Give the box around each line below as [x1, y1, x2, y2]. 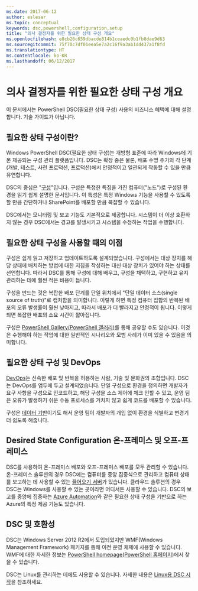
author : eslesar [6, 14, 46, 20]
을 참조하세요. [11, 578, 43, 585]
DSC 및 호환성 [6, 519, 55, 530]
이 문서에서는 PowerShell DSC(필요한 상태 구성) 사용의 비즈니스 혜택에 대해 [6, 106, 180, 113]
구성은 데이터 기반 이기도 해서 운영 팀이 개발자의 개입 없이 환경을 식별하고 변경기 [6, 409, 189, 416]
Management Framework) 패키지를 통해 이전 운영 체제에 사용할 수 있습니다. [6, 543, 182, 550]
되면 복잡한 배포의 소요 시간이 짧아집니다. [6, 311, 101, 319]
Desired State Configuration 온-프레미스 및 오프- [6, 436, 181, 446]
